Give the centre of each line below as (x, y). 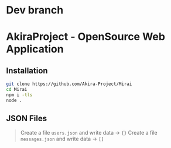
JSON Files (27, 119)
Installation (27, 71)
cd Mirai (17, 90)
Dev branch (35, 10)
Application (35, 49)
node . (14, 100)
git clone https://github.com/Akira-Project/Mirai (69, 84)
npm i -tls (19, 95)
